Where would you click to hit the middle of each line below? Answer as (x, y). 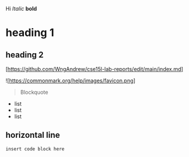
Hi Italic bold (21, 9)
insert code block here (35, 149)
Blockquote (34, 92)
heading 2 (25, 55)
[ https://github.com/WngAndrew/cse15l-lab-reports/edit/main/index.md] (94, 69)
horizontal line (33, 135)
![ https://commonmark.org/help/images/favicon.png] (70, 81)
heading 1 (30, 33)
